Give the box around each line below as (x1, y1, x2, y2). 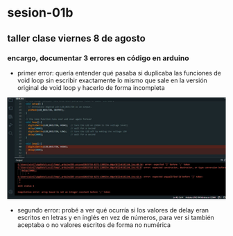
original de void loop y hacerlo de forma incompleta (17, 83, 165, 91)
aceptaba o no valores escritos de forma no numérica (17, 221, 171, 229)
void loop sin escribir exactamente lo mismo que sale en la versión (17, 76, 208, 84)
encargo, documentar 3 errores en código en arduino (7, 53, 189, 63)
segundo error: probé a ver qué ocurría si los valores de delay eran (17, 206, 209, 215)
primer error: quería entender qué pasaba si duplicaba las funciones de (17, 69, 222, 77)
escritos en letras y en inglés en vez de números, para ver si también (17, 213, 215, 222)
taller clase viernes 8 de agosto (7, 33, 146, 44)
